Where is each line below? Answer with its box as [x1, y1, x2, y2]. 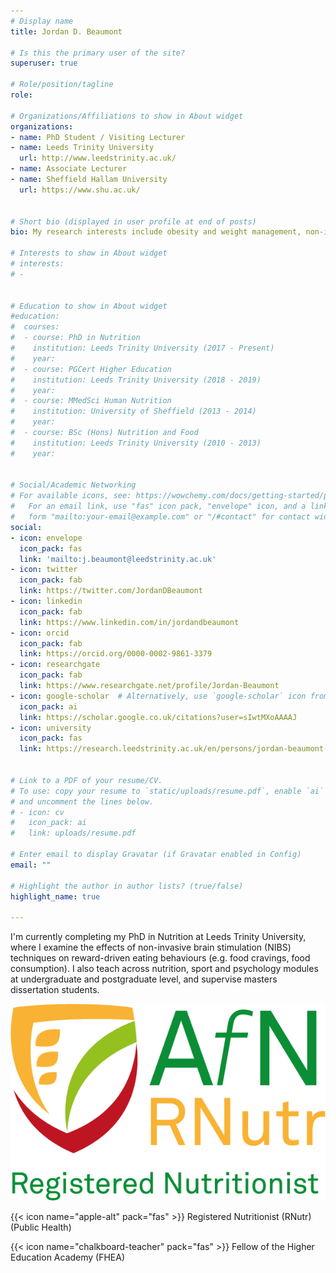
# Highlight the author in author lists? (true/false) [10, 881, 244, 891]
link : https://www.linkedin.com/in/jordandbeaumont [19, 617, 240, 627]
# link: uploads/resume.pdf [10, 828, 137, 839]
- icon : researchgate [10, 660, 101, 670]
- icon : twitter [10, 565, 78, 575]
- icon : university [10, 723, 92, 733]
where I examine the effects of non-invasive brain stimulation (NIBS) [10, 941, 292, 954]
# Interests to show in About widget [10, 248, 168, 259]
